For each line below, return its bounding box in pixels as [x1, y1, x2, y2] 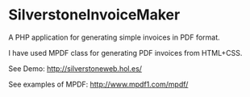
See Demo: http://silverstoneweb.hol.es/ [8, 63, 143, 74]
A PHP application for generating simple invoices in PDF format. [8, 32, 220, 42]
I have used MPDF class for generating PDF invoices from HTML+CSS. [8, 48, 243, 57]
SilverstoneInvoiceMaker [8, 6, 181, 24]
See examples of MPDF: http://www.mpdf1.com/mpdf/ [8, 79, 189, 89]
